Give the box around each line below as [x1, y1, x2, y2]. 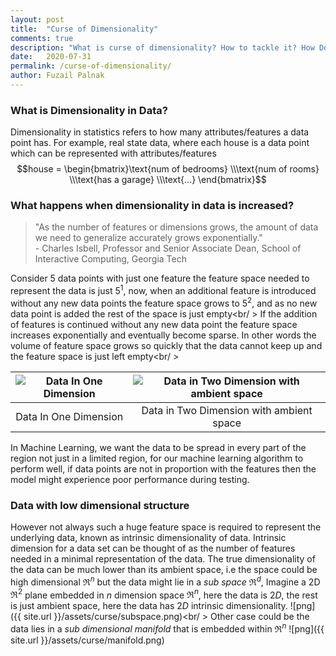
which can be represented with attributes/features [10, 147, 217, 160]
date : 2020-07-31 [10, 52, 92, 62]
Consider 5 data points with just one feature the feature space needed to [10, 272, 310, 285]
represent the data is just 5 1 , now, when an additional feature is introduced [10, 283, 317, 297]
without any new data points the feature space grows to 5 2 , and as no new [10, 296, 318, 309]
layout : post [10, 14, 65, 25]
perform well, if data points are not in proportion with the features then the [10, 462, 317, 475]
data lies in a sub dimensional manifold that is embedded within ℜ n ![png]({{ [10, 621, 325, 635]
